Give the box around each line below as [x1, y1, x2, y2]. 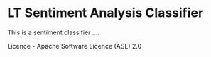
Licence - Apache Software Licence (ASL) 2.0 [7, 42, 142, 50]
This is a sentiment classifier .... [7, 28, 100, 37]
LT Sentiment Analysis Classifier [7, 5, 204, 21]
